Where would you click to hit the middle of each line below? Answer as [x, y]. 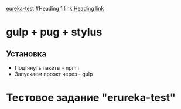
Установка [26, 54]
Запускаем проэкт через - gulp [54, 74]
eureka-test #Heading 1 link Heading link [55, 8]
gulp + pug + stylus [54, 32]
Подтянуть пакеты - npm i [47, 68]
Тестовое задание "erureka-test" [91, 98]
